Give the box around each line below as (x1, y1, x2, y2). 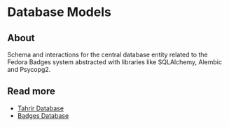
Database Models (7, 4, 112, 20)
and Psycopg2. (7, 66, 51, 73)
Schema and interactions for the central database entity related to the (7, 50, 208, 59)
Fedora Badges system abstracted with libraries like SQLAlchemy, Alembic (7, 58, 223, 66)
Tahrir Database (17, 104, 64, 112)
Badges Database (17, 111, 69, 119)
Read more (7, 85, 56, 98)
